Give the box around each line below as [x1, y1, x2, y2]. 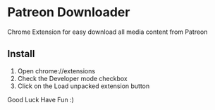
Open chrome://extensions [17, 66, 96, 75]
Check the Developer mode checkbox [17, 74, 128, 82]
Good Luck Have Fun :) [7, 95, 74, 104]
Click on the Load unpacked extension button [17, 82, 150, 90]
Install [7, 48, 35, 60]
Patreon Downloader [7, 4, 130, 20]
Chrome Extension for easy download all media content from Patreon [7, 28, 208, 36]
